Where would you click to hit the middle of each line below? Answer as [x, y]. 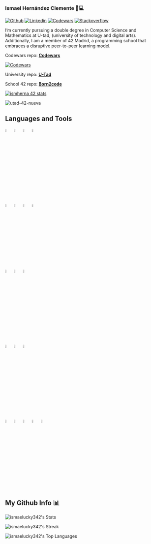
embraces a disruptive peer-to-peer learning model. [58, 46]
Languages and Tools [39, 118]
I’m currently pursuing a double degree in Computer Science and [71, 30]
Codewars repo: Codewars [33, 56]
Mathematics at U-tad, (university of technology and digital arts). [71, 35]
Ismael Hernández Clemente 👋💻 [45, 8]
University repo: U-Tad [28, 75]
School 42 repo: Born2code [34, 84]
